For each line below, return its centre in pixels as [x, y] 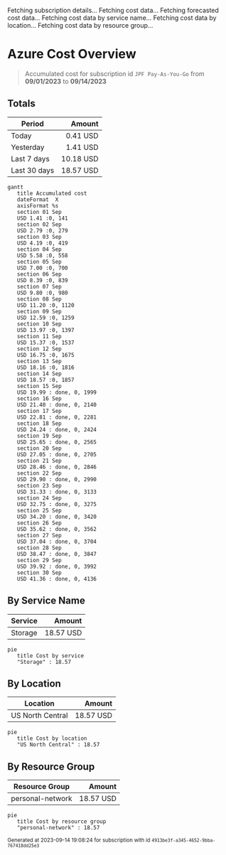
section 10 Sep [39, 324]
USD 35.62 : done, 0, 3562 [57, 529]
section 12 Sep [39, 349]
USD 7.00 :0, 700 [43, 268]
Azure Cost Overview [72, 54]
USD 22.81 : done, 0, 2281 [57, 417]
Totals [21, 103]
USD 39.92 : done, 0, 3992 [57, 566]
